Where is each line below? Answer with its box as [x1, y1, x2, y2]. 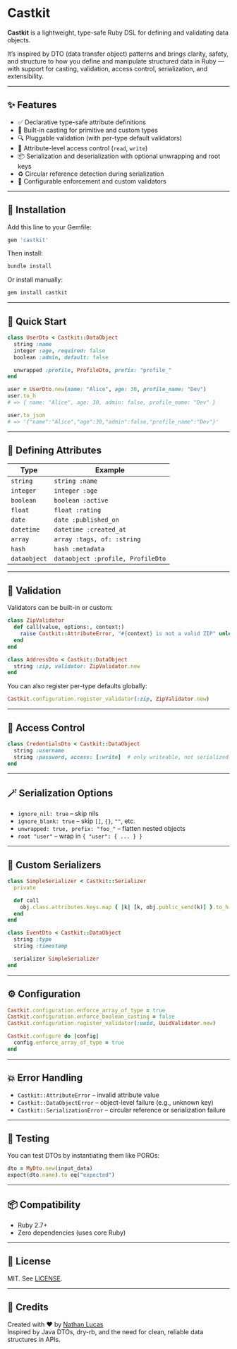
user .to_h [7, 392, 37, 400]
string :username [13, 747, 65, 754]
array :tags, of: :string [54, 535, 141, 544]
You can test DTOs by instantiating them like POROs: [7, 1151, 160, 1160]
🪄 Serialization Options [7, 787, 114, 799]
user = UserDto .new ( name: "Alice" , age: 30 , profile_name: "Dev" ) [7, 386, 207, 393]
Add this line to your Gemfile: [7, 222, 92, 231]
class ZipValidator [7, 617, 65, 624]
